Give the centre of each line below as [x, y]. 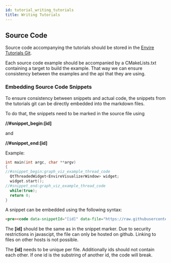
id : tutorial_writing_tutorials [39, 10]
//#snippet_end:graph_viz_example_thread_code [55, 186]
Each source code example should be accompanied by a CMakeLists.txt [81, 63]
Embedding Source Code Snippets [49, 87]
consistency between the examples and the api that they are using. [76, 74]
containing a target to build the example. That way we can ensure [74, 68]
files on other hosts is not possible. [42, 240]
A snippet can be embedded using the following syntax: [64, 210]
